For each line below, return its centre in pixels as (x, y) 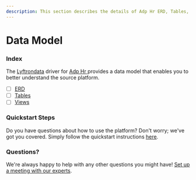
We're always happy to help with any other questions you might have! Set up (98, 164)
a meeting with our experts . (39, 171)
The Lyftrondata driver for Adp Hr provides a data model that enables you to (97, 71)
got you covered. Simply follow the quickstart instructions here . (82, 136)
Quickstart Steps (31, 117)
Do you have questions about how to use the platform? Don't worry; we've (95, 130)
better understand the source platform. (53, 78)
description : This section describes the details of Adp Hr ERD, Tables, (98, 11)
